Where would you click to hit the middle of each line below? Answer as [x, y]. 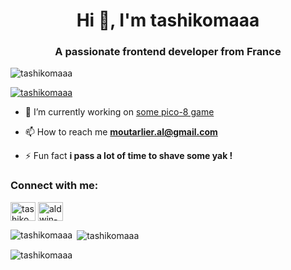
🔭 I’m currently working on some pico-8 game [119, 112]
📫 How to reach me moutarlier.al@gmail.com [121, 132]
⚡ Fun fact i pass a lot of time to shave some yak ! [128, 156]
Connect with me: [54, 186]
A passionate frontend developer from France [168, 52]
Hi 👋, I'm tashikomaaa [168, 20]
